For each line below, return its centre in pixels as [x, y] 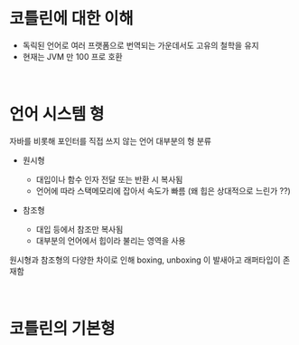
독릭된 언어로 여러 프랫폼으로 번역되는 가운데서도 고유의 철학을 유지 [140, 45]
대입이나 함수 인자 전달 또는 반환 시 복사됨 [109, 179]
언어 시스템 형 [57, 115]
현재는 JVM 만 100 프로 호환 [73, 56]
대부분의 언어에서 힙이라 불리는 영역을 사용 [111, 240]
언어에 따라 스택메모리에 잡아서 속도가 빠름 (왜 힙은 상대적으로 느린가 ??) [163, 190]
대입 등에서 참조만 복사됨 [79, 229]
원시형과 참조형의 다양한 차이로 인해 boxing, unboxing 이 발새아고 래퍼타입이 [145, 260]
